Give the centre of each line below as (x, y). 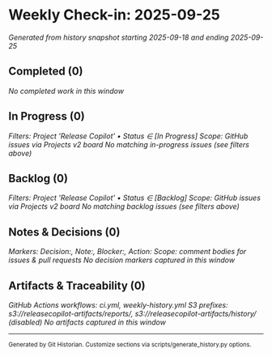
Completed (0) (46, 72)
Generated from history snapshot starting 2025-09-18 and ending (119, 37)
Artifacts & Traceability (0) (77, 285)
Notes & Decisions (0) (64, 232)
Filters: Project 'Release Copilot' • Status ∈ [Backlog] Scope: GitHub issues (135, 198)
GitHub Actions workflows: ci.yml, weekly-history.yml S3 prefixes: (118, 305)
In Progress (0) (47, 116)
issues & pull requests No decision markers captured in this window (122, 260)
